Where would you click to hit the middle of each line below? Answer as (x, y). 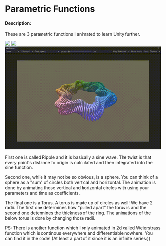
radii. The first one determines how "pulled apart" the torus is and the (76, 207)
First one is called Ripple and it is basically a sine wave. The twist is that (78, 157)
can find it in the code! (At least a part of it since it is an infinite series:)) (78, 238)
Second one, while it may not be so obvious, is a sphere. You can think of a (82, 177)
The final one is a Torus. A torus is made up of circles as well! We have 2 (79, 202)
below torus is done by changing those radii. (50, 218)
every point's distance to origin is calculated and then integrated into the (79, 162)
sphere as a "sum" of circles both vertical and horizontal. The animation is (81, 182)
